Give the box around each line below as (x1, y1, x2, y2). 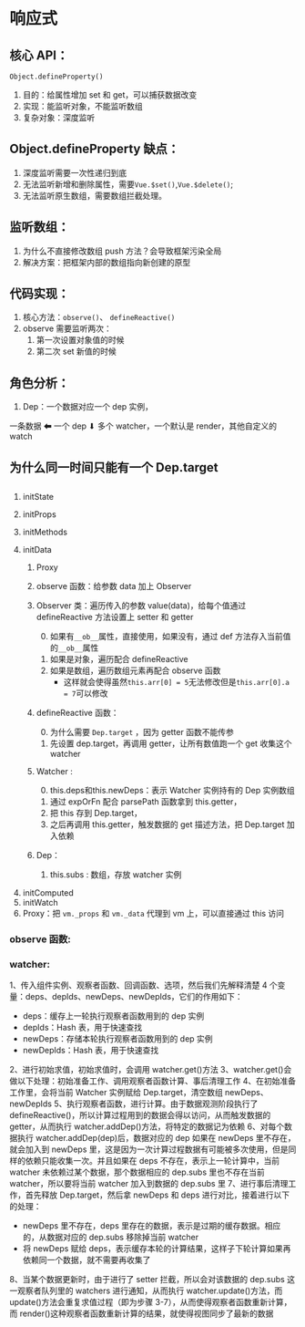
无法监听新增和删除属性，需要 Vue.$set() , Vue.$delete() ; (22, 179, 234, 190)
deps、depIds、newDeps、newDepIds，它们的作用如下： (25, 991, 243, 1002)
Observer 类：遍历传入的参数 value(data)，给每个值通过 (36, 600, 247, 611)
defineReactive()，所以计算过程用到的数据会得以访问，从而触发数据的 (9, 1110, 271, 1121)
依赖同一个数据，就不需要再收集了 (22, 1255, 151, 1266)
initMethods (22, 526, 68, 538)
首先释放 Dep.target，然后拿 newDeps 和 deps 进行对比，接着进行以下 (25, 1189, 290, 1200)
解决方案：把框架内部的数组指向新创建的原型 (22, 256, 191, 267)
